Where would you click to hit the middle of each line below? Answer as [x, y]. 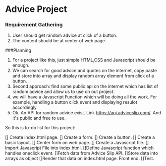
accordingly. [25, 107]
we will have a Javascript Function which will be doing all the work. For [84, 97]
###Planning [18, 50]
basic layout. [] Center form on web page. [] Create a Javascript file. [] [77, 143]
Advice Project [36, 9]
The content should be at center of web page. [59, 41]
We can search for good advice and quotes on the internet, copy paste [84, 71]
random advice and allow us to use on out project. [63, 92]
